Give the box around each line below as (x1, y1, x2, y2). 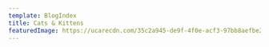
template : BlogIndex (8, 11, 78, 20)
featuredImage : (8, 26, 59, 34)
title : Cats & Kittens (8, 19, 84, 27)
